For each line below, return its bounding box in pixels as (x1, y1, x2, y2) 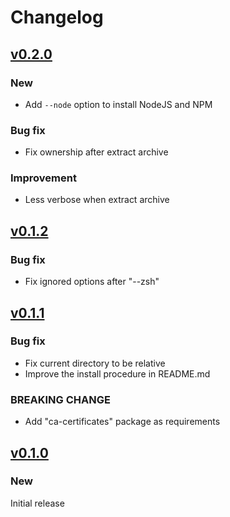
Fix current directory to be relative (24, 357, 166, 369)
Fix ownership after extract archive (24, 146, 169, 158)
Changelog (10, 6, 104, 29)
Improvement (10, 171, 77, 185)
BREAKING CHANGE (10, 392, 111, 406)
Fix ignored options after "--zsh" (24, 276, 160, 288)
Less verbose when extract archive (24, 194, 170, 206)
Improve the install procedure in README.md (24, 367, 211, 380)
